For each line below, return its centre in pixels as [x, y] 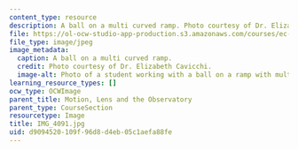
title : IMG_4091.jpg [47, 124]
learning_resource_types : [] [63, 83]
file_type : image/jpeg [51, 42]
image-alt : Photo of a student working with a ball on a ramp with [145, 75]
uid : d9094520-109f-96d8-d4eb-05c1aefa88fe [91, 132]
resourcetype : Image [47, 116]
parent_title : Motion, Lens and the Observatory [101, 99]
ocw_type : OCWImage [45, 91]
